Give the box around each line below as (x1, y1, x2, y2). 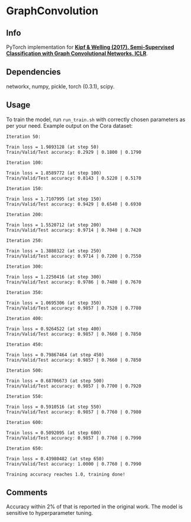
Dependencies (6, 67, 61, 77)
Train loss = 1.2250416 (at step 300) (6, 274, 102, 280)
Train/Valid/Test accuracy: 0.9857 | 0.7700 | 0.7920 (6, 383, 142, 389)
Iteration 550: (6, 393, 44, 399)
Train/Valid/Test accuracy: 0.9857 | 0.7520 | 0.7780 (6, 305, 142, 311)
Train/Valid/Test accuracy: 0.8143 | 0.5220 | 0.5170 (6, 175, 142, 181)
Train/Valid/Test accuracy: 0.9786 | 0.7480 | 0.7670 (6, 279, 142, 285)
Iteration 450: (6, 341, 44, 347)
